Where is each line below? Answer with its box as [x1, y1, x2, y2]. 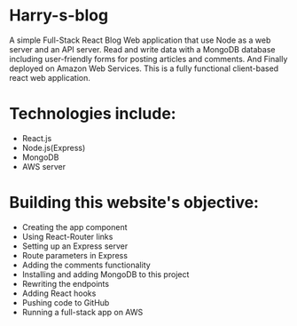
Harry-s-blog [9, 5, 109, 26]
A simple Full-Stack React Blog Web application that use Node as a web [9, 35, 271, 45]
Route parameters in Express [21, 250, 129, 260]
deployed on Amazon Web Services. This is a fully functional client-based [9, 63, 279, 74]
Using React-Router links [21, 231, 113, 242]
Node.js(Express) [21, 142, 86, 153]
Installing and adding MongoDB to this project [21, 268, 190, 280]
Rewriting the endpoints [21, 278, 109, 289]
